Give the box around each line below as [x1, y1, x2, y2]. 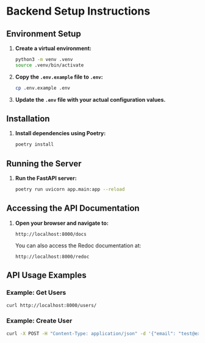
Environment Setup [6, 29, 81, 39]
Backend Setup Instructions [6, 4, 151, 18]
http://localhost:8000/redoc [15, 253, 90, 260]
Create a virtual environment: [15, 44, 92, 52]
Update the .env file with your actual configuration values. [15, 96, 166, 103]
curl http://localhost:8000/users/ [6, 302, 97, 308]
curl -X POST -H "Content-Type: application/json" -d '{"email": [6, 330, 176, 336]
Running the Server [6, 158, 82, 169]
